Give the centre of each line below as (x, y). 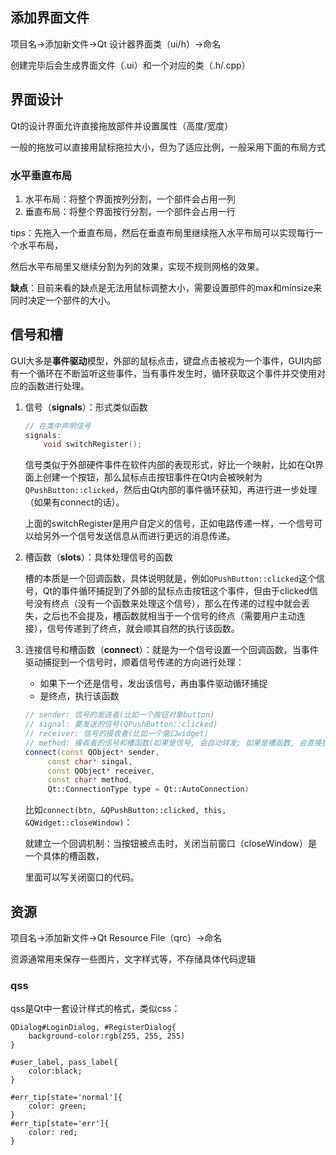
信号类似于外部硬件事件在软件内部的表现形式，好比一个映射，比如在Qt (170, 465)
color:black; (55, 1071)
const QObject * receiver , (101, 771)
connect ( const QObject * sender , (92, 752)
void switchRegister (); (92, 444)
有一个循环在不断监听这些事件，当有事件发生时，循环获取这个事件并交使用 (163, 373)
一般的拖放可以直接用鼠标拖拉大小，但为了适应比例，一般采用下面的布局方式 (168, 147)
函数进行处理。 (58, 385)
